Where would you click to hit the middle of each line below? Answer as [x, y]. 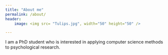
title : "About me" [24, 10]
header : [13, 19]
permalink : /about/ [26, 14]
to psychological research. [33, 47]
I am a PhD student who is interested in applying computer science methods [84, 42]
